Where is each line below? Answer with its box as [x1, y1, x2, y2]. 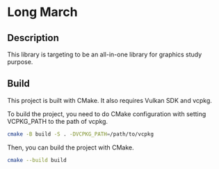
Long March [7, 4, 78, 20]
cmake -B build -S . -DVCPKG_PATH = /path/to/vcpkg [7, 130, 154, 138]
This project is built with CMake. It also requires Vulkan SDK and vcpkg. [7, 96, 212, 104]
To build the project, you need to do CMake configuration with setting [7, 109, 206, 118]
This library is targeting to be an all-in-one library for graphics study [7, 50, 202, 58]
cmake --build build [7, 156, 67, 163]
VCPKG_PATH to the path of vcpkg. [7, 117, 108, 125]
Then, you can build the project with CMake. [7, 143, 134, 152]
